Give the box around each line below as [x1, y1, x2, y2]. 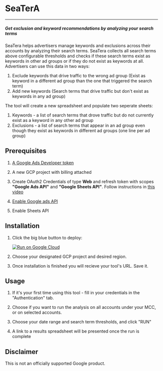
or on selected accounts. [12, 309, 62, 316]
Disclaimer [5, 348, 38, 356]
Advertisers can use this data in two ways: [5, 63, 90, 69]
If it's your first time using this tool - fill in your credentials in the [12, 290, 140, 296]
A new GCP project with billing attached [12, 169, 92, 175]
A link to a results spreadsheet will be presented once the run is [12, 328, 140, 334]
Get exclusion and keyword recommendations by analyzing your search [5, 25, 154, 31]
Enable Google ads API [12, 198, 58, 204]
